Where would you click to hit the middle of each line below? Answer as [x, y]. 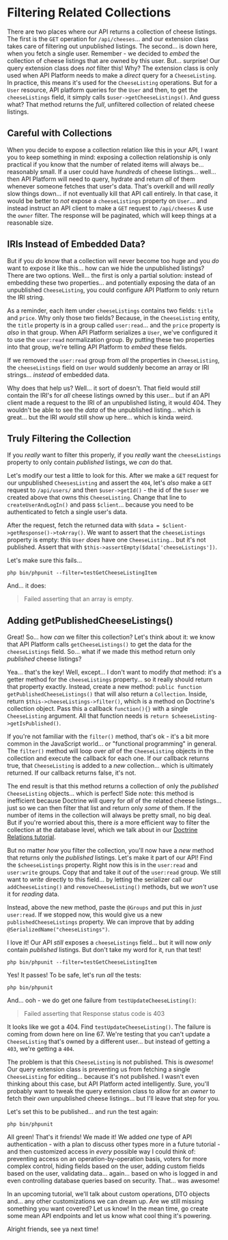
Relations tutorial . [31, 837]
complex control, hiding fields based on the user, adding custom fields [106, 1166]
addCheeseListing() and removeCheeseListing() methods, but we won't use [113, 887]
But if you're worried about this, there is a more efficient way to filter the [109, 823]
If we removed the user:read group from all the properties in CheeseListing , [113, 360]
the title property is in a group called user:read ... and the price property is [114, 325]
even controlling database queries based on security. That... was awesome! [113, 1181]
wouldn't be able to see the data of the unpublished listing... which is [104, 410]
